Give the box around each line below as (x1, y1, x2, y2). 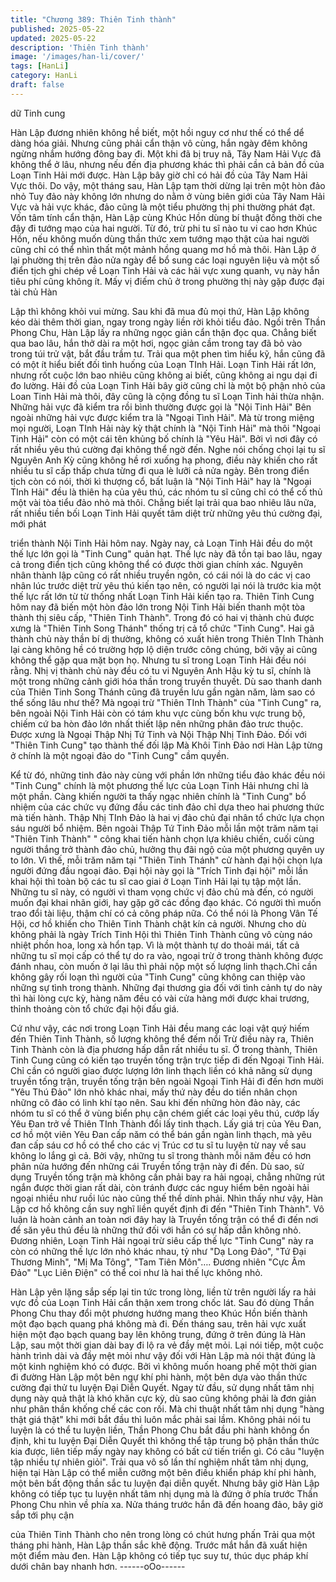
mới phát (10, 517, 47, 530)
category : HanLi (10, 71, 78, 81)
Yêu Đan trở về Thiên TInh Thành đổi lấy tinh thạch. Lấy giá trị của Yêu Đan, (10, 1117, 322, 1130)
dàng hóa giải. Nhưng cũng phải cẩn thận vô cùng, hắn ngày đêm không (10, 137, 308, 149)
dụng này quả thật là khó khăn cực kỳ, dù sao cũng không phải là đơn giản (10, 1392, 317, 1404)
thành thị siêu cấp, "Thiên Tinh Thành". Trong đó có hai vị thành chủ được (10, 611, 315, 623)
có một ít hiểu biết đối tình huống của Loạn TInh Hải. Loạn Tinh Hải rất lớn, (10, 358, 317, 370)
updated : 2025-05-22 (10, 33, 97, 43)
